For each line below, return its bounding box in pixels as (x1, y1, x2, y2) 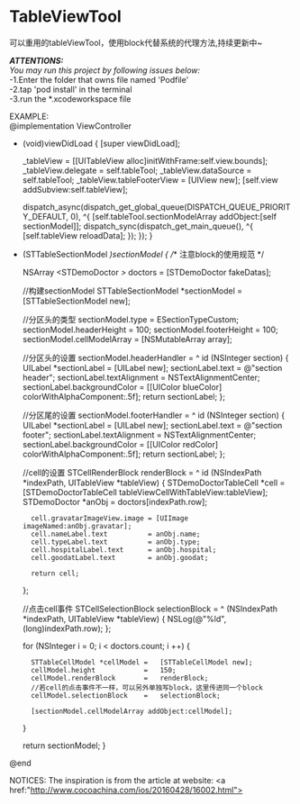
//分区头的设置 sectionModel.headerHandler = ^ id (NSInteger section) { (22, 352, 289, 363)
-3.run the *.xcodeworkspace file (9, 93, 132, 104)
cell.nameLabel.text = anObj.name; (31, 529, 201, 538)
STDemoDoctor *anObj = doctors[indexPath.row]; (22, 496, 208, 507)
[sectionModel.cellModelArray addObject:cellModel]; (31, 707, 233, 716)
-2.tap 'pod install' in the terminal (9, 84, 132, 95)
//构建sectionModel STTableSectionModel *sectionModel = (22, 285, 243, 296)
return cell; (31, 569, 80, 578)
